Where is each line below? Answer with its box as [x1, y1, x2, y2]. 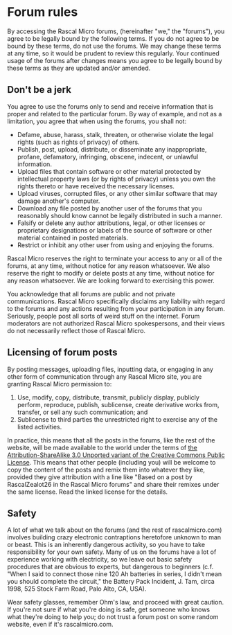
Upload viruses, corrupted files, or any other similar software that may [17, 189, 218, 197]
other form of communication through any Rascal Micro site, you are [7, 372, 202, 381]
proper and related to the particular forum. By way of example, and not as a [7, 109, 222, 118]
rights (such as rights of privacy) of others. [17, 138, 140, 146]
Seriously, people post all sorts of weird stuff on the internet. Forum [7, 312, 200, 320]
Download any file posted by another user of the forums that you [17, 204, 202, 212]
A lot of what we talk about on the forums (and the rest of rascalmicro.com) [7, 526, 222, 534]
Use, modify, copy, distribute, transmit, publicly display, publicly [17, 393, 199, 402]
